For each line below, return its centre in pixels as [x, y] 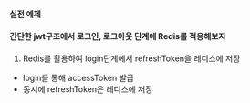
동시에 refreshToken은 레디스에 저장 [88, 89]
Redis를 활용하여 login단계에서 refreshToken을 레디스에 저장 [131, 58]
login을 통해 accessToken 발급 [78, 77]
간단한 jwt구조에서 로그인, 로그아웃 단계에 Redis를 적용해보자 [118, 36]
